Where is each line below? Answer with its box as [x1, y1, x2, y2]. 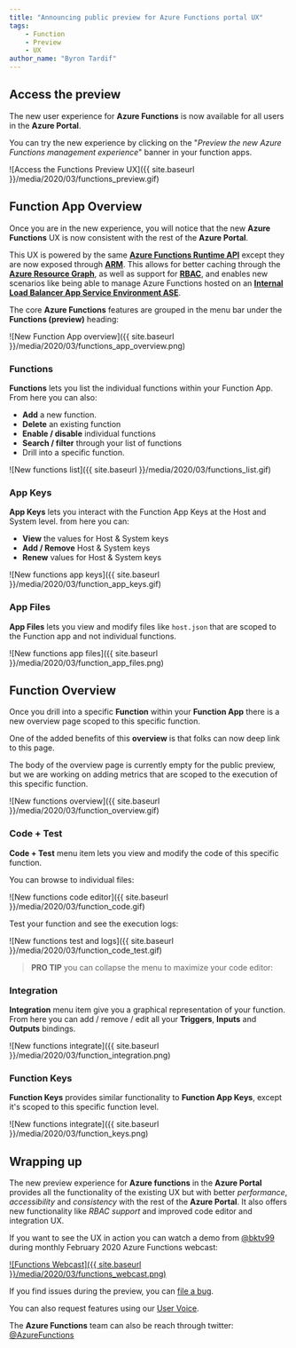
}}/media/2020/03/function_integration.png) [9, 1050, 171, 1060]
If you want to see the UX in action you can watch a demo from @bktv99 [9, 1233, 275, 1243]
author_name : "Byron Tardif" [9, 54, 117, 63]
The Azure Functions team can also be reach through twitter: [9, 1320, 234, 1331]
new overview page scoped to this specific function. [9, 716, 201, 726]
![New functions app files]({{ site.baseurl [9, 647, 158, 658]
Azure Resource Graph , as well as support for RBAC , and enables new [9, 268, 269, 279]
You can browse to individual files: [9, 874, 135, 884]
